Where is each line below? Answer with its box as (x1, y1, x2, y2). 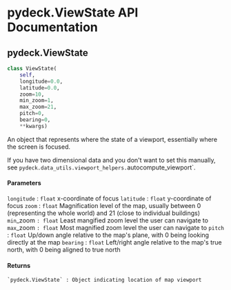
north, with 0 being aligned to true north (7, 245, 121, 253)
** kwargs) (19, 123, 48, 130)
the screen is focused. (7, 143, 71, 151)
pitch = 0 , (19, 110, 45, 117)
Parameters (7, 179, 41, 187)
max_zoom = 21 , (19, 103, 57, 111)
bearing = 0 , (19, 116, 51, 123)
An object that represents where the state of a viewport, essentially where (7, 135, 218, 143)
